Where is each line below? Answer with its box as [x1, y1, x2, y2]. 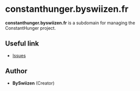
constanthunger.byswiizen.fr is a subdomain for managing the [5, 20, 136, 26]
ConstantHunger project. [5, 25, 56, 31]
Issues [12, 52, 26, 58]
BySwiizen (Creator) [12, 80, 55, 86]
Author [5, 67, 27, 75]
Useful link [5, 40, 39, 48]
